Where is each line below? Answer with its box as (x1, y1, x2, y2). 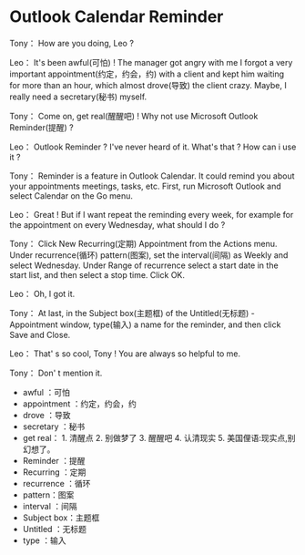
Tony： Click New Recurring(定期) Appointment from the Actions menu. (9, 238, 278, 249)
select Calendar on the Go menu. (9, 190, 134, 201)
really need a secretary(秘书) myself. (9, 91, 147, 102)
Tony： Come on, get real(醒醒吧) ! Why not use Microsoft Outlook (9, 110, 259, 121)
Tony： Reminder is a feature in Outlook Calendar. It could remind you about (9, 170, 295, 181)
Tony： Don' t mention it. (9, 367, 103, 378)
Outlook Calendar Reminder (9, 6, 224, 27)
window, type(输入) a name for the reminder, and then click (59, 319, 281, 330)
